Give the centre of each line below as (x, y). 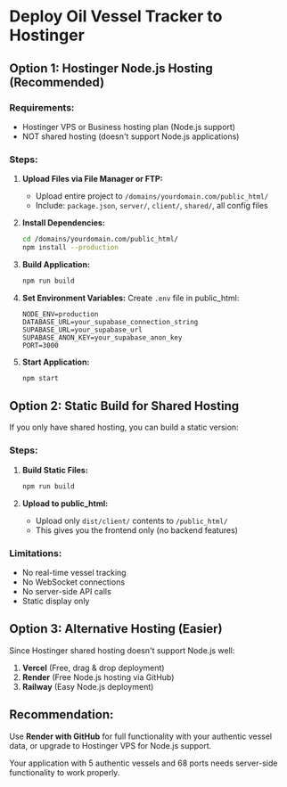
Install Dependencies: (63, 223)
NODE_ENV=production (60, 314)
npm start (41, 378)
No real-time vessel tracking (74, 572)
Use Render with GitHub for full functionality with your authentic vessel (141, 736)
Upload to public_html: (65, 503)
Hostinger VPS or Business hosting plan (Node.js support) (129, 127)
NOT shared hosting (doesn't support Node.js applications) (131, 136)
